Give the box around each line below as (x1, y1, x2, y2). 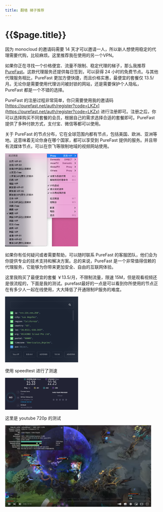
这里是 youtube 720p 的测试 (5, 415, 61, 421)
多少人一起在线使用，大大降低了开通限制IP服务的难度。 (13, 287, 124, 293)
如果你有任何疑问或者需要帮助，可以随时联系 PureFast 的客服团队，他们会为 (5, 252, 158, 258)
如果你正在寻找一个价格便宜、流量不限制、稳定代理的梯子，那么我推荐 (5, 62, 146, 68)
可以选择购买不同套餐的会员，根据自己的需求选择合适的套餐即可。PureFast (5, 114, 155, 120)
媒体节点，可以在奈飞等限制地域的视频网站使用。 (13, 143, 112, 149)
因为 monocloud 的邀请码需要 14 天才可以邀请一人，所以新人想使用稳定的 (5, 46, 152, 52)
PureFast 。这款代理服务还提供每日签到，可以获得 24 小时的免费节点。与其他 (5, 69, 159, 74)
